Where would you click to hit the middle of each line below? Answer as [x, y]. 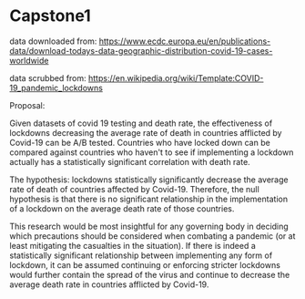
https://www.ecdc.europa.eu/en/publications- [185, 41]
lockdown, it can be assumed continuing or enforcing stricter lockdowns [145, 264]
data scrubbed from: [48, 77]
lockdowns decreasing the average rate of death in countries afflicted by [146, 132]
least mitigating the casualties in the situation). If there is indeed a [133, 245]
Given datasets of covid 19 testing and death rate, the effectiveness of [141, 123]
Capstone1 [50, 16]
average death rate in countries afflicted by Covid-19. [109, 284]
